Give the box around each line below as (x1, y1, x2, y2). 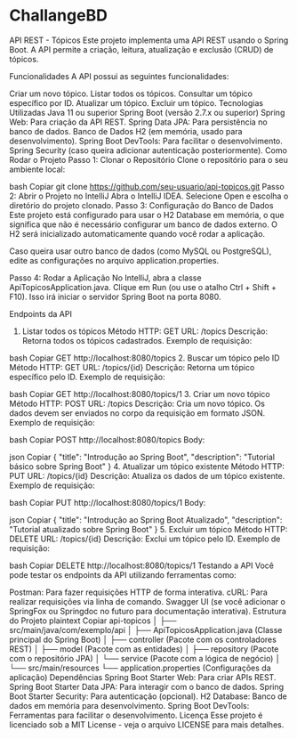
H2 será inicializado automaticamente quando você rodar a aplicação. (9, 228, 265, 239)
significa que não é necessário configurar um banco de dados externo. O (9, 219, 278, 230)
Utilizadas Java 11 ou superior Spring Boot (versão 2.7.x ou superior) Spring (9, 107, 285, 118)
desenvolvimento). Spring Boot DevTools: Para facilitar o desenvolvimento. (9, 135, 283, 146)
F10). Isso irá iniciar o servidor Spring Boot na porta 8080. (9, 291, 221, 302)
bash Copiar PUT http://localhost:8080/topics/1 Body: (9, 497, 206, 508)
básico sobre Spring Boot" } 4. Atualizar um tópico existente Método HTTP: (9, 460, 285, 472)
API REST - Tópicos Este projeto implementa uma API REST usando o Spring (9, 35, 289, 45)
